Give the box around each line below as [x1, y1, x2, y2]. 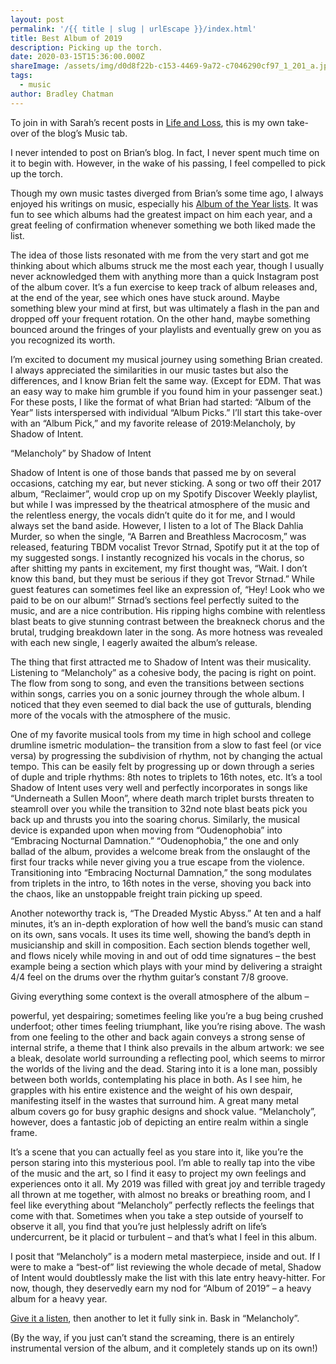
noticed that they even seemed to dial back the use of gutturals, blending [10, 698, 312, 710]
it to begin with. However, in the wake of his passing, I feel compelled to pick [10, 157, 326, 169]
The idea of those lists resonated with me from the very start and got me [10, 249, 310, 261]
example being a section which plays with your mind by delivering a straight [10, 960, 323, 972]
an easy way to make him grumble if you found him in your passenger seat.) [10, 385, 323, 397]
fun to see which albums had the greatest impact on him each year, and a [10, 208, 313, 220]
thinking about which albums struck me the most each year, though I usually [10, 259, 325, 271]
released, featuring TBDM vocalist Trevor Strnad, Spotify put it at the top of [10, 541, 320, 553]
